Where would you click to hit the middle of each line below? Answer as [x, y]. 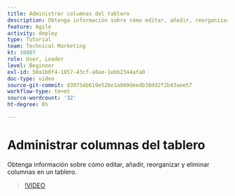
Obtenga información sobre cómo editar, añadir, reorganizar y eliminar [108, 164]
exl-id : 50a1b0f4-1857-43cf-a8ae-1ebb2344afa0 [76, 72]
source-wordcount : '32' [42, 98]
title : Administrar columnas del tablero [69, 14]
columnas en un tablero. [42, 172]
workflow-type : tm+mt [39, 91]
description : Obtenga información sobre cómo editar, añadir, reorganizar [119, 20]
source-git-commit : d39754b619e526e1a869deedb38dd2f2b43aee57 [100, 85]
